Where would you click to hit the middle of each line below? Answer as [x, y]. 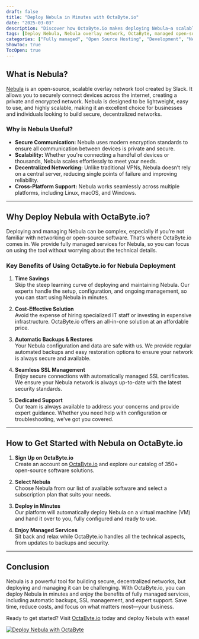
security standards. [38, 388]
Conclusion [28, 567]
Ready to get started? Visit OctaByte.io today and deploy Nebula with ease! [98, 618]
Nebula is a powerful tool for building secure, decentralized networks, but [96, 581]
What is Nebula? [37, 75]
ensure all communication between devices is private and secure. [95, 148]
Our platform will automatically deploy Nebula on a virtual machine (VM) [102, 512]
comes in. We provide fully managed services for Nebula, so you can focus [98, 243]
